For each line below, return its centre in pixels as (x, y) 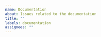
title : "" (15, 18)
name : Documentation (26, 9)
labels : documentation (28, 23)
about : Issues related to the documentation (51, 14)
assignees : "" (19, 27)
